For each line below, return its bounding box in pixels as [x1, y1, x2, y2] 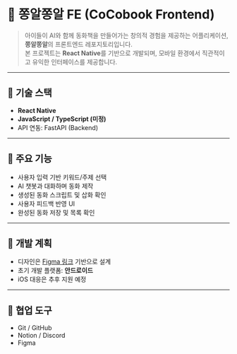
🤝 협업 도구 [7, 305, 53, 317]
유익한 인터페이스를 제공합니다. [32, 57, 118, 66]
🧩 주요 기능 [7, 153, 53, 165]
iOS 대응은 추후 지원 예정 [17, 275, 87, 283]
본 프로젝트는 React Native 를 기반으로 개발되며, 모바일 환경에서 [24, 49, 201, 57]
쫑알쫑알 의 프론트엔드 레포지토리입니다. [24, 40, 133, 48]
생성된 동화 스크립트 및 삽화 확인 [17, 190, 107, 199]
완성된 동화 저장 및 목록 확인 [17, 208, 95, 216]
